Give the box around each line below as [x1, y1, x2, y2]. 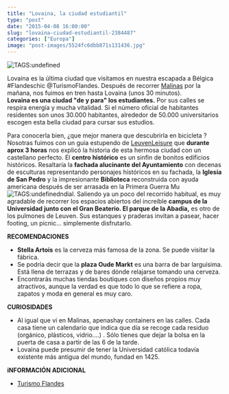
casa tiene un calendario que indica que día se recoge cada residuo [16, 324, 209, 331]
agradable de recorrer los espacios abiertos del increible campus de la [7, 197, 208, 205]
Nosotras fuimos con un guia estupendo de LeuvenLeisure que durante [7, 139, 210, 146]
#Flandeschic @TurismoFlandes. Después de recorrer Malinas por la [7, 82, 201, 89]
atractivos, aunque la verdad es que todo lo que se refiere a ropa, [16, 283, 202, 290]
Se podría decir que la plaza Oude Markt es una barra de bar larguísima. [16, 261, 223, 268]
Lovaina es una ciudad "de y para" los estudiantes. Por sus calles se [7, 96, 205, 104]
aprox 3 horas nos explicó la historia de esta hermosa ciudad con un [7, 146, 202, 154]
